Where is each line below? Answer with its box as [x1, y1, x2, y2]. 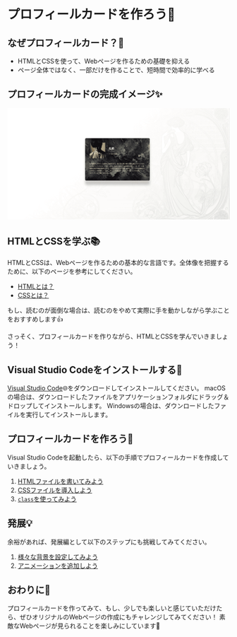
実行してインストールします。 [25, 410, 111, 419]
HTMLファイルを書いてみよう [17, 477, 104, 485]
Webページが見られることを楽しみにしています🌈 [19, 621, 161, 630]
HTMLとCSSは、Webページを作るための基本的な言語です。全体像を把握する [7, 259, 229, 267]
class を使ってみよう [17, 494, 77, 503]
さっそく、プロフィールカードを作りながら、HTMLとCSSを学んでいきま [7, 332, 217, 341]
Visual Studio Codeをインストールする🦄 [7, 363, 183, 375]
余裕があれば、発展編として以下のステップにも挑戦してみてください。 [7, 537, 211, 546]
